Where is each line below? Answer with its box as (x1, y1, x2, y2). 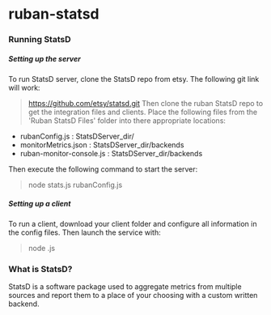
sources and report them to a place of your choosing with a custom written (8, 291, 258, 300)
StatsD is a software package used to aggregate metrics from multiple (8, 282, 242, 292)
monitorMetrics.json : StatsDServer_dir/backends (19, 140, 184, 150)
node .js (28, 244, 55, 253)
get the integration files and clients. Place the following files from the (28, 107, 257, 117)
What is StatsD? (8, 263, 73, 275)
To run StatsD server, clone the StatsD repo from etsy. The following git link (8, 74, 260, 84)
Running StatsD (8, 34, 71, 45)
